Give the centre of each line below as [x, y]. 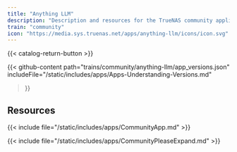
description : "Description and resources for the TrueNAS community [110, 20]
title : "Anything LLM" [41, 14]
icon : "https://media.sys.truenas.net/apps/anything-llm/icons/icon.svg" [118, 33]
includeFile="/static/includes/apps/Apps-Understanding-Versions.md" [110, 75]
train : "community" [36, 27]
